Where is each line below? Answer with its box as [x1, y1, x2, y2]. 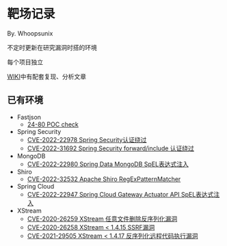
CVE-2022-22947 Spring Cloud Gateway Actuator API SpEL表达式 [27, 190, 214, 198]
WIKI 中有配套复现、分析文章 [7, 72, 87, 81]
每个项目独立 [7, 57, 43, 66]
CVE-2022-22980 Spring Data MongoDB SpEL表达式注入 [27, 160, 189, 168]
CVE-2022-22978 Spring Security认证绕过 [27, 135, 147, 143]
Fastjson [16, 113, 42, 121]
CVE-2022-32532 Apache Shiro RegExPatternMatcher [27, 175, 181, 183]
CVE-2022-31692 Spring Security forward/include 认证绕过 [27, 144, 195, 152]
